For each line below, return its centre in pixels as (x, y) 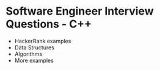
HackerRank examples (43, 41)
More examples (34, 60)
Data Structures (34, 47)
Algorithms (28, 54)
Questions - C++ (49, 24)
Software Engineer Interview (80, 11)
